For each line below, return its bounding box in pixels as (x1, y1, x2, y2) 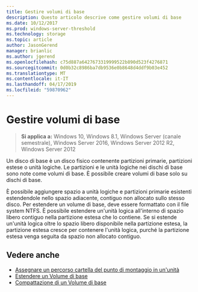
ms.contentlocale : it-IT (6, 76, 69, 82)
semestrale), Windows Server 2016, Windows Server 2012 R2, (20, 139, 175, 146)
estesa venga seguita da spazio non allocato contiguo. (6, 233, 141, 240)
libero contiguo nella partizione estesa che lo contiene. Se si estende (6, 213, 178, 221)
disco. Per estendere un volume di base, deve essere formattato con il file (6, 201, 190, 208)
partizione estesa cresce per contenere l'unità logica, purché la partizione (6, 226, 190, 233)
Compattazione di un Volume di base (14, 279, 107, 286)
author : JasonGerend (6, 43, 58, 49)
